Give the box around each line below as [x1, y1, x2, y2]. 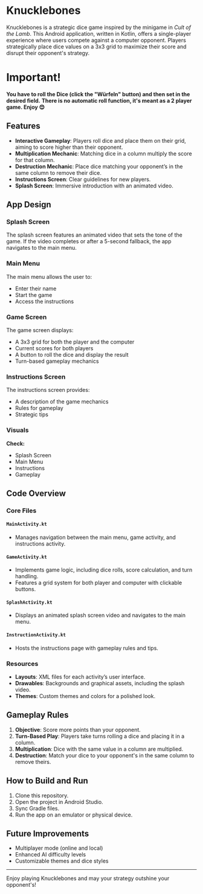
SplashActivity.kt [6, 599, 53, 605]
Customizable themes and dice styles [14, 857, 109, 865]
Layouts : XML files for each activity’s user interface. [14, 673, 146, 680]
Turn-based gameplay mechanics [14, 357, 99, 365]
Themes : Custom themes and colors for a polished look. [14, 692, 156, 699]
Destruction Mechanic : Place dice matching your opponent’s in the [14, 163, 183, 170]
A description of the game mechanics [14, 398, 109, 405]
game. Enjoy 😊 [6, 103, 45, 111]
